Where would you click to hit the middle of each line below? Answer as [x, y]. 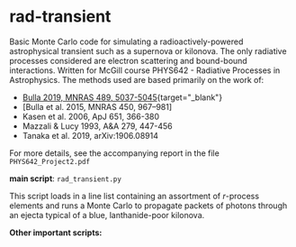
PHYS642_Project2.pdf [50, 161]
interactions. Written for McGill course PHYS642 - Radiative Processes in [145, 70]
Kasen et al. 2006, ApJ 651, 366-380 [91, 116]
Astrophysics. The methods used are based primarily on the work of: [137, 79]
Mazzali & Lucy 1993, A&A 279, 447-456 [97, 126]
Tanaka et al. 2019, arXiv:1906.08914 [90, 135]
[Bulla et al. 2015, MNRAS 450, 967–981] [97, 106]
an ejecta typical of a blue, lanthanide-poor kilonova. [107, 215]
